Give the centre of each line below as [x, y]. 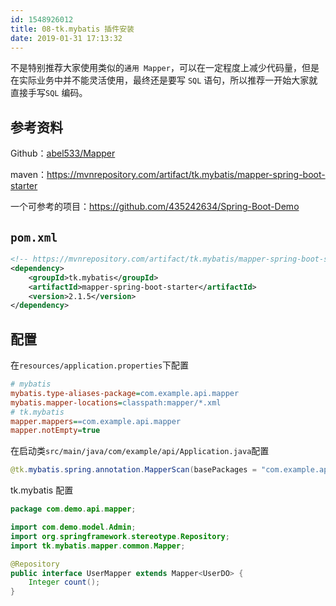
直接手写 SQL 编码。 [49, 93]
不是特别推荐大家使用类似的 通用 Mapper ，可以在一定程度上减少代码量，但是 [165, 68]
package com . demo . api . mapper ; [73, 509]
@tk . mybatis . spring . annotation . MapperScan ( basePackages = [133, 470]
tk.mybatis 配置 [42, 490]
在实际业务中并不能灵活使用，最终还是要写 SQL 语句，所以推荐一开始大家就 [164, 80]
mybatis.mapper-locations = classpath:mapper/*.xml [116, 402]
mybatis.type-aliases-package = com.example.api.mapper [125, 393]
